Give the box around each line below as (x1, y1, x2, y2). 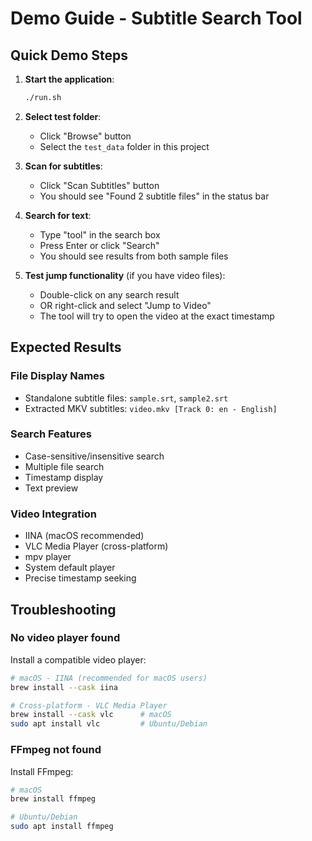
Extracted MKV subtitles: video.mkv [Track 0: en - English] (24, 402, 278, 414)
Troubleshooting (10, 601, 117, 618)
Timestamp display (24, 471, 104, 483)
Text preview (24, 482, 79, 494)
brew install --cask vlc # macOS (10, 710, 172, 720)
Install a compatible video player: (10, 653, 147, 666)
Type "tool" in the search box (39, 228, 161, 241)
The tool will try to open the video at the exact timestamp (39, 310, 275, 322)
